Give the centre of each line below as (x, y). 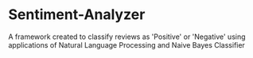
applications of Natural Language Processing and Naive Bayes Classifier (127, 44)
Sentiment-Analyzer (77, 15)
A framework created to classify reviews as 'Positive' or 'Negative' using (127, 37)
